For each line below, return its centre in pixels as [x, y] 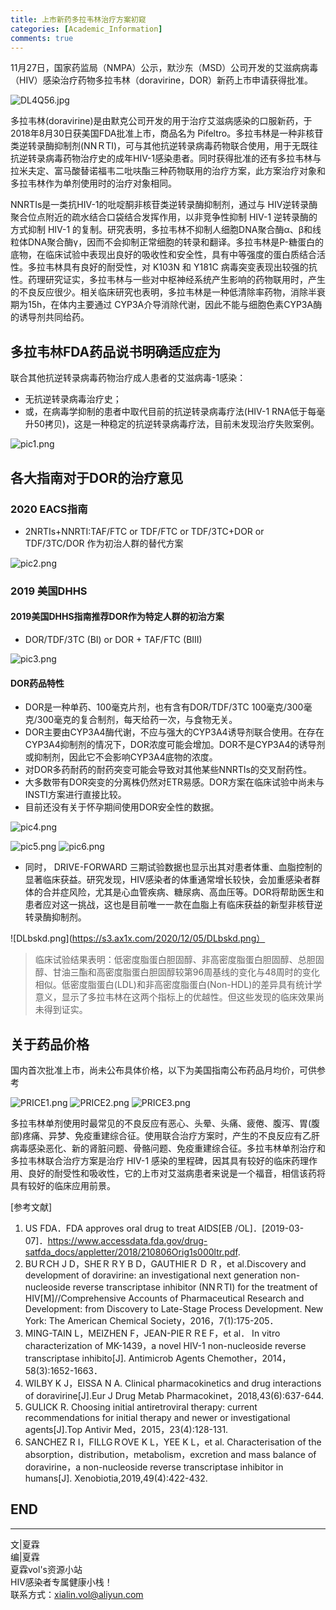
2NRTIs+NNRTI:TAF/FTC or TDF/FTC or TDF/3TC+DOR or [144, 531]
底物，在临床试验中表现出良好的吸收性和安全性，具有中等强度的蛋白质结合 [163, 255]
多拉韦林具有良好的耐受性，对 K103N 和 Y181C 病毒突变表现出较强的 [168, 267]
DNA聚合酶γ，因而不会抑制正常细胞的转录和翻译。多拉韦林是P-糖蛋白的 [175, 242]
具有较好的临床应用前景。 [63, 1186]
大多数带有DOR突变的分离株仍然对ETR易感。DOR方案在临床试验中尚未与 [174, 782]
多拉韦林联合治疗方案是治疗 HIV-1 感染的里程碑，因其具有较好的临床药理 [160, 1161]
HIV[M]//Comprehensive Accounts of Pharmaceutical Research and [164, 1298]
